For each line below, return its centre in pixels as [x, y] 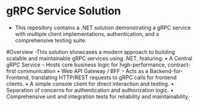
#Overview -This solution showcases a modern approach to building [91, 52]
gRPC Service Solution [64, 11]
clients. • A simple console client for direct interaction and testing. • [90, 84]
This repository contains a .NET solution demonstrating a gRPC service [103, 28]
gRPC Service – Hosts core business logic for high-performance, [86, 65]
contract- [179, 65]
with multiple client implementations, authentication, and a [87, 34]
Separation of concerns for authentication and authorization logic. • [90, 90]
